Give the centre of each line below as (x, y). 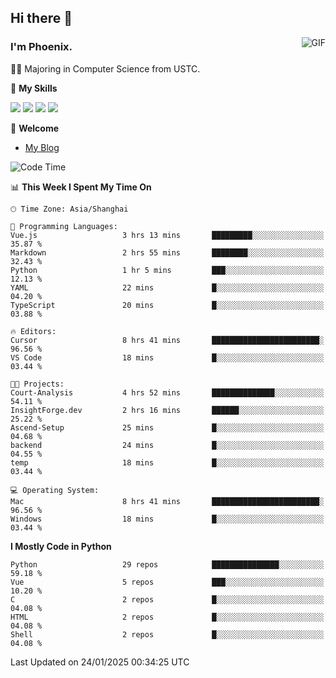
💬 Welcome (35, 128)
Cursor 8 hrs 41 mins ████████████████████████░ (167, 340)
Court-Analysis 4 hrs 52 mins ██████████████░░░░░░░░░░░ (167, 392)
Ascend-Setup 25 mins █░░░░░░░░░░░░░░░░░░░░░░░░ (167, 427)
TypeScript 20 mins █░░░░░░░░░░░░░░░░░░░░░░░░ (167, 305)
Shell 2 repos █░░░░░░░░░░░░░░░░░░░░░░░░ (167, 634)
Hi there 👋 (41, 18)
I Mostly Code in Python (61, 546)
